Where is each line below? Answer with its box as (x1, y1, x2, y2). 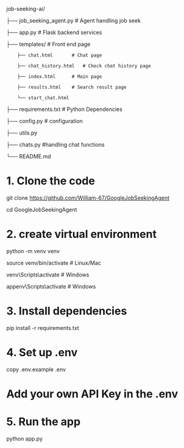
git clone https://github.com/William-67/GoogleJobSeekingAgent (6, 194, 169, 201)
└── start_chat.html (17, 95, 69, 101)
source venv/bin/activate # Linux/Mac (6, 259, 102, 267)
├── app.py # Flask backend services (6, 29, 102, 36)
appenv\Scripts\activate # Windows (6, 282, 96, 290)
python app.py (6, 435, 43, 442)
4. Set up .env (6, 346, 78, 359)
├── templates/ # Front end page (6, 41, 91, 47)
